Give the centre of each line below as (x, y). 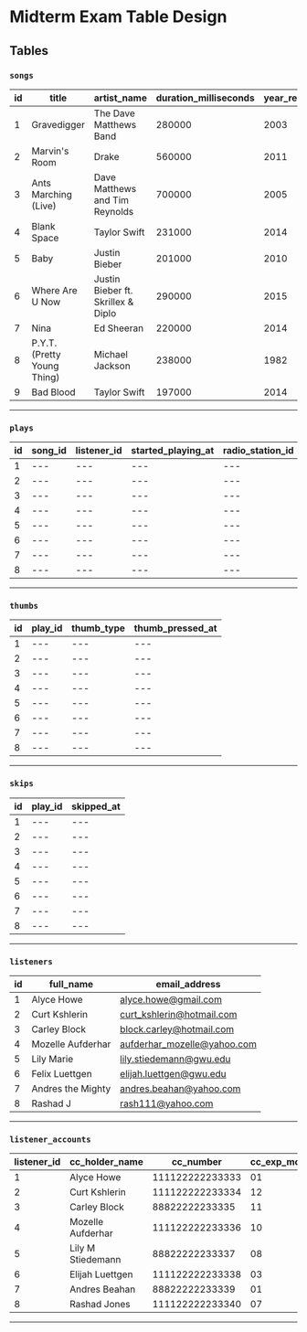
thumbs (24, 606)
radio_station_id (258, 451)
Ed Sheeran (119, 328)
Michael (111, 354)
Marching (52, 194)
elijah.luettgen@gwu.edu (173, 1074)
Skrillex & (114, 302)
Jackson (112, 366)
